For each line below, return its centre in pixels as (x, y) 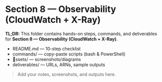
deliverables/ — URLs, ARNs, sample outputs (59, 64)
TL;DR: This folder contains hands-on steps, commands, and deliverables (81, 33)
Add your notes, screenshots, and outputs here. (66, 74)
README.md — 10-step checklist (46, 48)
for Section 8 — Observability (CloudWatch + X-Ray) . (61, 39)
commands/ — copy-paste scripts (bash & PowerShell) (69, 54)
